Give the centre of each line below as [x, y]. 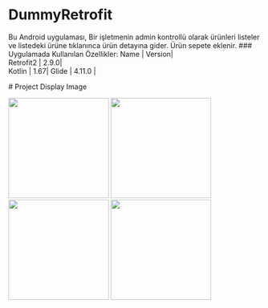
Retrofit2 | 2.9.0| [35, 63]
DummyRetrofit [61, 15]
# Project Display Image [48, 87]
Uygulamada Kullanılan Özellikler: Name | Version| [91, 54]
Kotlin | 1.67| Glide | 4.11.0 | [52, 71]
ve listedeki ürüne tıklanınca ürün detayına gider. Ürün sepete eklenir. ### [130, 45]
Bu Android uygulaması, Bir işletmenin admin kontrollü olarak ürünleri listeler [134, 37]
